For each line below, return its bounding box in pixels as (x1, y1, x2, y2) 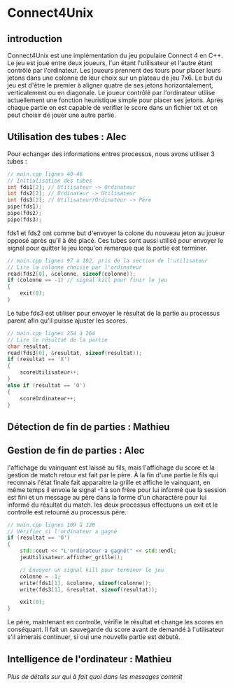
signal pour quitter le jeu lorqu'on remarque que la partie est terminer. (7, 244, 208, 252)
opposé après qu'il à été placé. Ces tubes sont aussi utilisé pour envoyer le (7, 236, 224, 244)
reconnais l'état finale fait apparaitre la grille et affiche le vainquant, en (7, 478, 211, 486)
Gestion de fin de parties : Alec (7, 444, 145, 456)
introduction (7, 33, 63, 45)
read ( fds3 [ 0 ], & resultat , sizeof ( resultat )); (7, 349, 142, 356)
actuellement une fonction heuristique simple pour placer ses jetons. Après (7, 96, 224, 104)
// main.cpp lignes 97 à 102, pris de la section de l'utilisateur (7, 257, 209, 264)
